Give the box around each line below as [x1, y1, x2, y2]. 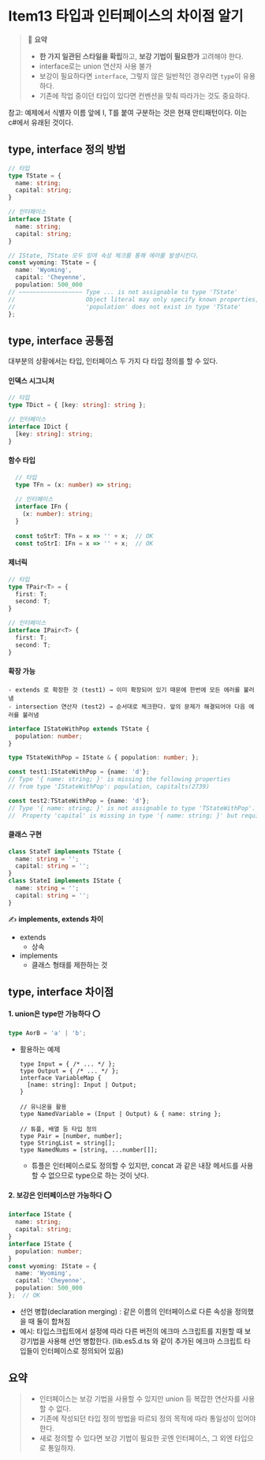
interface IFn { [15, 502, 69, 511]
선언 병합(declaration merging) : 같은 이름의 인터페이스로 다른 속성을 [19, 1306, 233, 1316]
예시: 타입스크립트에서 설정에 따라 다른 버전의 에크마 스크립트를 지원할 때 [19, 1326, 243, 1335]
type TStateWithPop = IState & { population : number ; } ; [8, 754, 200, 762]
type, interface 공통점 [8, 334, 114, 347]
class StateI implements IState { [8, 877, 122, 885]
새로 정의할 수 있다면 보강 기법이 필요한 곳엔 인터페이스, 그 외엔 [39, 1433, 233, 1443]
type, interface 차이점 [8, 985, 114, 999]
